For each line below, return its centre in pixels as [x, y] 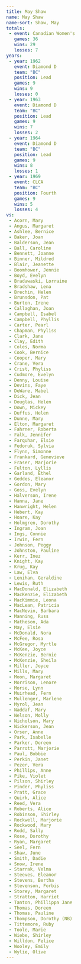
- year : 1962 [25, 61]
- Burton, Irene [29, 303]
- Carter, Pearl [29, 325]
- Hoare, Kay [25, 517]
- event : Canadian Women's [42, 34]
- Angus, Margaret [31, 226]
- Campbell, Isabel [33, 314]
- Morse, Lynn [26, 688]
